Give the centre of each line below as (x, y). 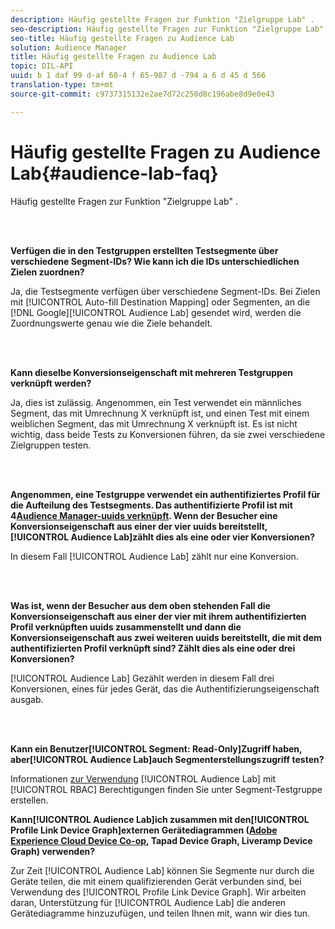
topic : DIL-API (42, 66)
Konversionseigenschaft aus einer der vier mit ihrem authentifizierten (158, 616)
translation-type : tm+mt (62, 85)
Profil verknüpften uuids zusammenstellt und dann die (126, 627)
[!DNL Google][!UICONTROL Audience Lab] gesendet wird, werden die (156, 312)
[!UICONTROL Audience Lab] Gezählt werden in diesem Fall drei (142, 678)
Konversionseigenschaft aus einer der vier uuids (113, 526)
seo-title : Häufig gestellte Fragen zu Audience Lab (122, 38)
